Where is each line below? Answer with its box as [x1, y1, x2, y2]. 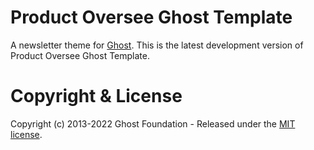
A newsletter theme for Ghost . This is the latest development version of [10, 39, 304, 51]
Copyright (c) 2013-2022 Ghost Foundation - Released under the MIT [10, 117, 296, 130]
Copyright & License [10, 85, 183, 108]
